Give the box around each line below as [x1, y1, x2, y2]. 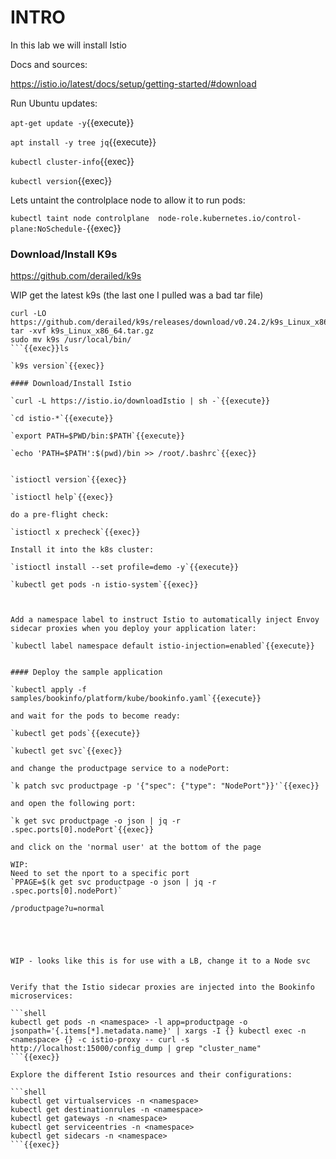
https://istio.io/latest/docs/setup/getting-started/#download [10, 77, 257, 90]
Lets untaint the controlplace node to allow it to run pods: [10, 194, 246, 206]
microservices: [10, 991, 74, 1001]
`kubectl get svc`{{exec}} [10, 746, 123, 756]
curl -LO [10, 309, 47, 319]
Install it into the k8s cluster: [10, 545, 155, 555]
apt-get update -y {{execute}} [10, 116, 135, 128]
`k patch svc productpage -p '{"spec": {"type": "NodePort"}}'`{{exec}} [10, 781, 320, 791]
